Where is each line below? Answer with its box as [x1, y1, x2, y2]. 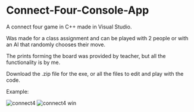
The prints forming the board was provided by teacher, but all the [6, 52, 166, 59]
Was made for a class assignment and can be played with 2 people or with [6, 34, 189, 41]
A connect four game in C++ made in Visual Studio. [6, 23, 132, 30]
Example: [6, 88, 29, 95]
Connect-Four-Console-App [6, 4, 149, 17]
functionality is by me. [6, 59, 61, 66]
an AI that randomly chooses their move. [6, 41, 106, 48]
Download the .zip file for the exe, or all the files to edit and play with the [6, 70, 184, 77]
